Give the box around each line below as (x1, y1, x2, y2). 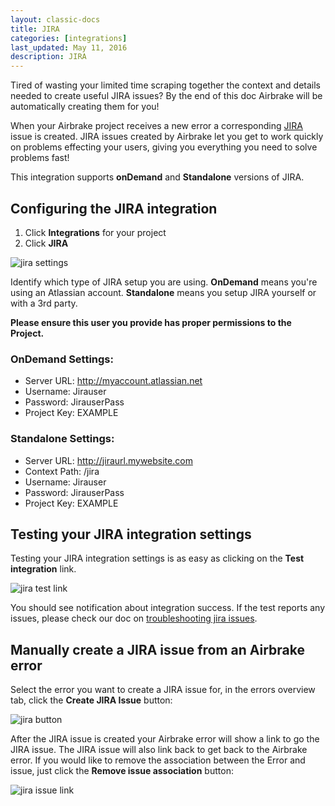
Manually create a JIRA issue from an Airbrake (10, 641, 305, 658)
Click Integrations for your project (24, 226, 167, 238)
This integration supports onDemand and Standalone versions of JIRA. (10, 171, 305, 183)
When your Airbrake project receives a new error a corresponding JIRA (10, 120, 303, 132)
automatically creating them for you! (10, 101, 160, 113)
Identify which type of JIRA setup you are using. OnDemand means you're (10, 276, 318, 288)
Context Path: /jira (24, 465, 100, 477)
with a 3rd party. (10, 297, 78, 309)
